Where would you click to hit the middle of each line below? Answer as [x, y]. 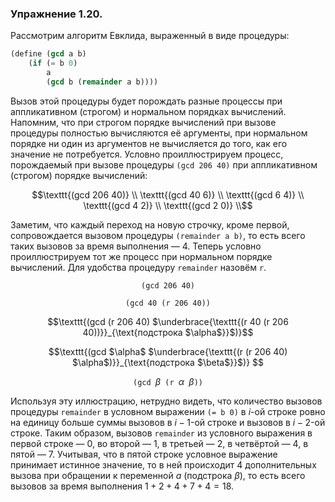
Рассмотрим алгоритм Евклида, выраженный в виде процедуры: [150, 36]
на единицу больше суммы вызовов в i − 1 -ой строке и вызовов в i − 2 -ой [168, 422]
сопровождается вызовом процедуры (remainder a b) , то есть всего [158, 235]
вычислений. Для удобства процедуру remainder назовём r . [138, 267]
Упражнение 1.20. [56, 14]
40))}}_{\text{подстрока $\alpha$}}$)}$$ [168, 332]
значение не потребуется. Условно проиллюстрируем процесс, [147, 154]
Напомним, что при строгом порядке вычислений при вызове [143, 122]
